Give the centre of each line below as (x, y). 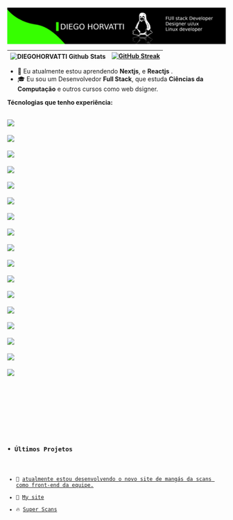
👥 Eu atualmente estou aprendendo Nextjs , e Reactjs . (95, 71)
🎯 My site (30, 497)
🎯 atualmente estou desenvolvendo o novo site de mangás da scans (114, 479)
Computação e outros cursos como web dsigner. (87, 89)
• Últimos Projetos (40, 449)
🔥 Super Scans (37, 509)
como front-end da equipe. (55, 485)
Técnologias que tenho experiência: (60, 103)
